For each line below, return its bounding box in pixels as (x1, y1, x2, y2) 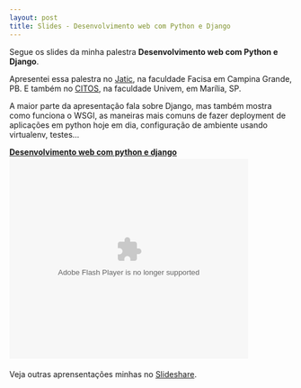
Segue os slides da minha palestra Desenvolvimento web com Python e (9, 46, 279, 57)
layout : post (9, 13, 58, 23)
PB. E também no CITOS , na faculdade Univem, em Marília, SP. (9, 83, 242, 94)
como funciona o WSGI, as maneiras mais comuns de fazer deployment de (9, 110, 286, 121)
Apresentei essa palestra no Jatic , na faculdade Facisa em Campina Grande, (9, 73, 292, 84)
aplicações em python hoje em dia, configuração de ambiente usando (9, 119, 268, 131)
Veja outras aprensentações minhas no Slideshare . (9, 368, 198, 379)
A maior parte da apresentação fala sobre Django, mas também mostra (9, 100, 272, 111)
